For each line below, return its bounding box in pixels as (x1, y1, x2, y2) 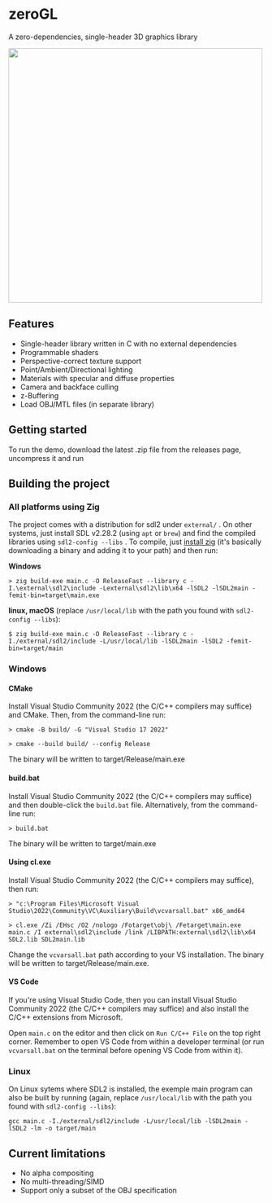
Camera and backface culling (19, 382, 119, 392)
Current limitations (8, 1146, 106, 1161)
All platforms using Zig (8, 501, 100, 512)
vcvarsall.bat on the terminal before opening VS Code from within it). (8, 1045, 244, 1055)
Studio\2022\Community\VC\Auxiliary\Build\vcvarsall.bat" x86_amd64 (8, 907, 245, 915)
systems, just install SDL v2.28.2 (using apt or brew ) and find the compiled (8, 529, 256, 538)
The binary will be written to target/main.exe (8, 838, 157, 848)
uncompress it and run (8, 453, 84, 463)
